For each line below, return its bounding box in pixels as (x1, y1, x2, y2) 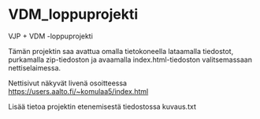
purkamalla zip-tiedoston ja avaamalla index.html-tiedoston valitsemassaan (8, 55, 252, 64)
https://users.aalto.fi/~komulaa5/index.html (8, 86, 149, 96)
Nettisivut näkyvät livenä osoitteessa (8, 78, 128, 88)
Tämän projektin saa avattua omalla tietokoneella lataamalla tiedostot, (8, 46, 234, 56)
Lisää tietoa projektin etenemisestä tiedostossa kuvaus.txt (8, 102, 197, 111)
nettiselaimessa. (8, 63, 61, 72)
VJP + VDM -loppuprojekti (8, 31, 93, 41)
